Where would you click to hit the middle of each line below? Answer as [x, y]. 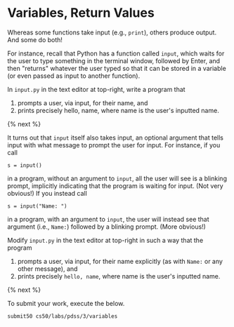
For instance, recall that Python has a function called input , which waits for [116, 53]
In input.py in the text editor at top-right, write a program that [96, 89]
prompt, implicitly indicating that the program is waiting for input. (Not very [115, 186]
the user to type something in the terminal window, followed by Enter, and [113, 60]
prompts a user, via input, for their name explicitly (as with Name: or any [120, 261]
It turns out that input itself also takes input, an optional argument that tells [115, 138]
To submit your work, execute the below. [66, 303]
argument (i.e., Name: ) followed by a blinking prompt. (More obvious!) [106, 227]
